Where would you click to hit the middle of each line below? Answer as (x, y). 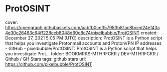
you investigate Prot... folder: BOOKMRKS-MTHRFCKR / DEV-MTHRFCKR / (82, 54)
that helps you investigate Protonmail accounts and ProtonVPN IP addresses (83, 43)
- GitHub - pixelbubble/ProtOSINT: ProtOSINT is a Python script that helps (81, 48)
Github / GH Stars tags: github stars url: (46, 59)
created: (149, 33)
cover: (12, 22)
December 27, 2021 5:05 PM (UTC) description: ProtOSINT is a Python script (84, 38)
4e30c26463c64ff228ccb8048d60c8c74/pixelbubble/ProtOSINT (72, 33)
